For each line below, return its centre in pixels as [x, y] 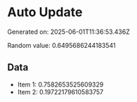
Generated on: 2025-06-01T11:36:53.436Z [68, 32]
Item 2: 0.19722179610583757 [60, 91]
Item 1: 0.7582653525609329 [60, 84]
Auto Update [45, 12]
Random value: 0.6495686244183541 [61, 45]
